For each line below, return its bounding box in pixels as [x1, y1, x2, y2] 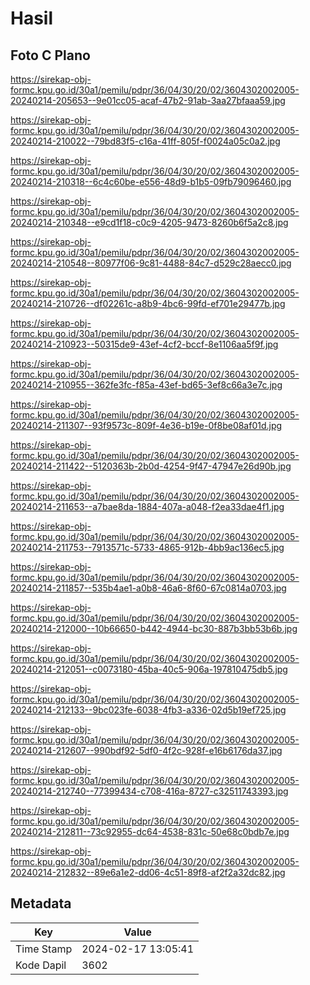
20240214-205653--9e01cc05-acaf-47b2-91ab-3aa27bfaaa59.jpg [10, 95, 286, 106]
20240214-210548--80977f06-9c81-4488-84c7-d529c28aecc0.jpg [10, 257, 292, 269]
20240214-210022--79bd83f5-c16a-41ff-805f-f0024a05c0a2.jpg [10, 135, 281, 147]
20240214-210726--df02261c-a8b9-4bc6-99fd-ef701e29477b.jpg [10, 298, 286, 309]
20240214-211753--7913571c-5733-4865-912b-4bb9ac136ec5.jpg [10, 542, 285, 553]
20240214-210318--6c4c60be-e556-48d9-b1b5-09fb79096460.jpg [10, 176, 292, 187]
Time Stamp [15, 942, 73, 956]
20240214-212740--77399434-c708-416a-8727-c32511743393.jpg [10, 785, 289, 797]
